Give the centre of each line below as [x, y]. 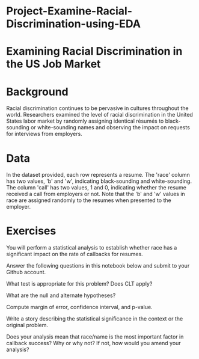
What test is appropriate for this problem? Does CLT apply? [79, 284]
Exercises [31, 231]
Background [37, 92]
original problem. [27, 325]
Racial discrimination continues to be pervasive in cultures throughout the [97, 108]
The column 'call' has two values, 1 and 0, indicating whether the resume [96, 188]
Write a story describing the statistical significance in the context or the [95, 319]
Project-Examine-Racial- [69, 11]
